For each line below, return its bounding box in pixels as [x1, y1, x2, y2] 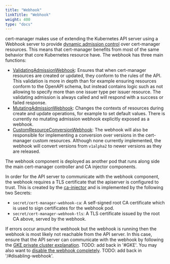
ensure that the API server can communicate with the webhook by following [5, 236, 164, 243]
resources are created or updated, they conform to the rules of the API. [12, 72, 162, 79]
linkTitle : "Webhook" [5, 12, 51, 17]
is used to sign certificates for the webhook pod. [12, 205, 114, 212]
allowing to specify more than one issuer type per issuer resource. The [12, 89, 161, 95]
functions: [5, 57, 26, 64]
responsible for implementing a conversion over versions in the [12, 132, 145, 138]
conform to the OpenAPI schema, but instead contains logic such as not [12, 84, 163, 90]
